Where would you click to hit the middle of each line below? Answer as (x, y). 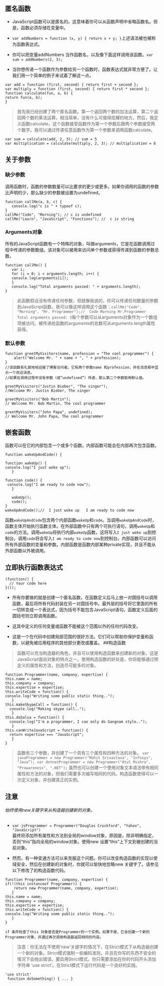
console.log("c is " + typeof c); (47, 206)
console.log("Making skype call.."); (48, 709)
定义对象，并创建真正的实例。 (51, 779)
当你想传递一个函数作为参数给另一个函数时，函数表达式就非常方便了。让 (85, 69)
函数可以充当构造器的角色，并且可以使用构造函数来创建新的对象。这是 (88, 653)
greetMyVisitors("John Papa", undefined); (49, 412)
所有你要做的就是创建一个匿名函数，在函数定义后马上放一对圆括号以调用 (85, 597)
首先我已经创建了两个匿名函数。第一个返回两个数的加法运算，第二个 (85, 111)
